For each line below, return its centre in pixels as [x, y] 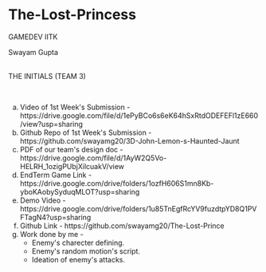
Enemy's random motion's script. [86, 251]
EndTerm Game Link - [56, 175]
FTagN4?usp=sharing [55, 217]
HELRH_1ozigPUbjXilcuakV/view [72, 166]
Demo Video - [43, 200]
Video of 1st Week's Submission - [75, 107]
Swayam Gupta [33, 52]
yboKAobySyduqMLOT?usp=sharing [80, 191]
